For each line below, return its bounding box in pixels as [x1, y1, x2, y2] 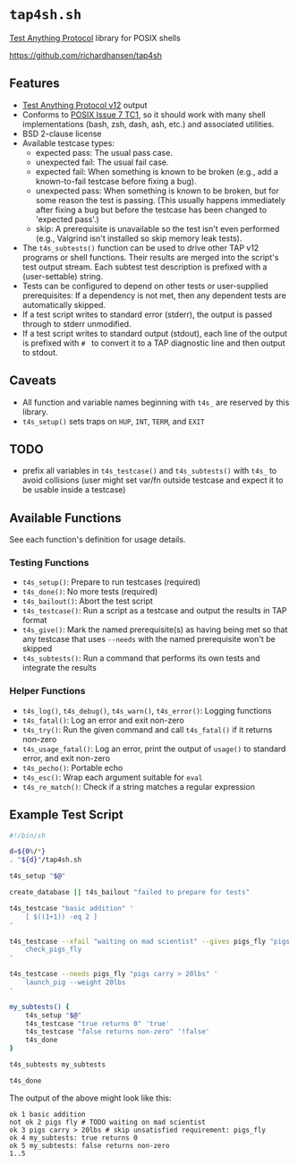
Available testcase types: [21, 137, 115, 149]
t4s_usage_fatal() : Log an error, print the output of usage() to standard [21, 743, 286, 754]
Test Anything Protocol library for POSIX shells [9, 32, 181, 43]
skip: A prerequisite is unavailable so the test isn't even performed [35, 223, 280, 234]
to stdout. [21, 347, 58, 357]
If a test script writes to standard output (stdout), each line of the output [21, 328, 288, 338]
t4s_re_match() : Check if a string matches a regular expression [21, 781, 255, 792]
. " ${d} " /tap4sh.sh [9, 855, 82, 865]
